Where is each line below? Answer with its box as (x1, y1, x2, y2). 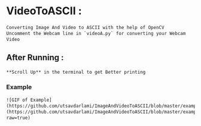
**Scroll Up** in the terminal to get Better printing (6, 69, 146, 75)
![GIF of (6, 97, 28, 103)
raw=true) (6, 115, 31, 121)
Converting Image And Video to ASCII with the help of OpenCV (6, 24, 165, 30)
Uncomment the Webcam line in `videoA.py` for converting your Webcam (6, 30, 186, 36)
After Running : (6, 52, 64, 63)
